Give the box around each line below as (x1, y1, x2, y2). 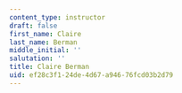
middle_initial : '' (9, 46, 82, 55)
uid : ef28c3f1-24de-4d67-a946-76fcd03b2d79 (9, 71, 174, 80)
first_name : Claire (9, 29, 82, 38)
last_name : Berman (9, 37, 78, 47)
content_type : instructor (9, 12, 105, 22)
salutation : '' (9, 54, 66, 63)
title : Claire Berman (9, 63, 90, 72)
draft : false (9, 21, 58, 30)
